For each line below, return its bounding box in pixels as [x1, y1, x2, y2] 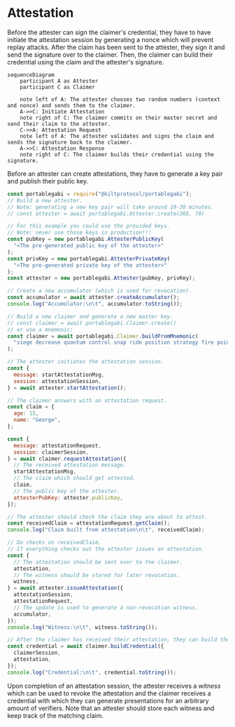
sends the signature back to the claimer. [7, 139, 133, 146]
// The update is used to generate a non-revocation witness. [13, 604, 199, 611]
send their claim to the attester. [7, 120, 111, 127]
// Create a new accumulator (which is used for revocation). [7, 287, 192, 295]
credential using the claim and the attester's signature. [7, 57, 164, 66]
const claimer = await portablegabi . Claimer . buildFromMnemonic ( [7, 333, 199, 340]
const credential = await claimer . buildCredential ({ [7, 643, 164, 650]
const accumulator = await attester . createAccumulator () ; [7, 294, 180, 301]
